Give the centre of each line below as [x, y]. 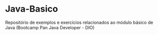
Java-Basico [32, 9]
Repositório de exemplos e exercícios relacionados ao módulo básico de [79, 22]
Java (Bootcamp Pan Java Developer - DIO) [50, 27]
